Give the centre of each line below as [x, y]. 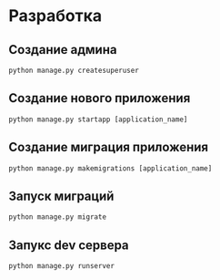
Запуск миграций [61, 197]
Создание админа [63, 50]
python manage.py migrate [57, 217]
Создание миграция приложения [109, 147]
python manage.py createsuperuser [74, 70]
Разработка [55, 16]
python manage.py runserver [62, 266]
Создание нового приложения [100, 98]
